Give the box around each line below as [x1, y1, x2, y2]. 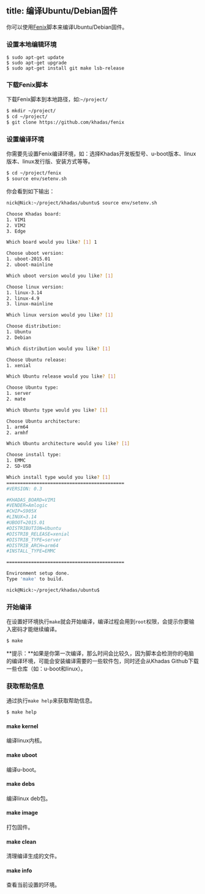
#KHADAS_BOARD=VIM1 [6, 497, 56, 503]
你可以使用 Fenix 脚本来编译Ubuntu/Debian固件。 [6, 23, 128, 31]
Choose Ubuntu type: [6, 384, 59, 391]
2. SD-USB [6, 463, 32, 470]
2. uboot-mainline [6, 262, 53, 268]
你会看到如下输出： [6, 188, 55, 195]
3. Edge [6, 228, 26, 235]
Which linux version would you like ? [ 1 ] [6, 312, 114, 318]
